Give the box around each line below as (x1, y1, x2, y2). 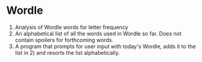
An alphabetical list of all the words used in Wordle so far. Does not (14, 29, 182, 37)
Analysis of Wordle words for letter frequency (14, 23, 128, 31)
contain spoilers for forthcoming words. (14, 36, 113, 43)
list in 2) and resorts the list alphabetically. (14, 49, 121, 56)
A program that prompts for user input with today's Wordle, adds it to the (14, 43, 196, 50)
